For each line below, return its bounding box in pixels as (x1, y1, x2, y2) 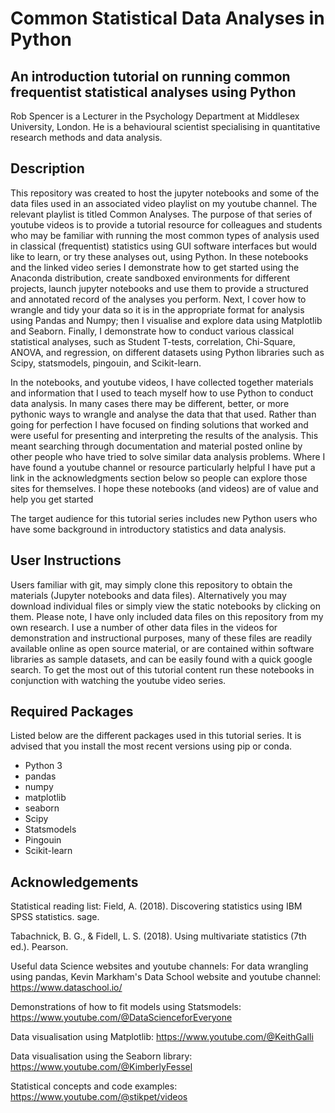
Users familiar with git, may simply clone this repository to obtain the (10, 578, 293, 591)
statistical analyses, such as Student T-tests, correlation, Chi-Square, (10, 335, 296, 347)
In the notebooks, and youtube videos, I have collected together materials (10, 376, 314, 388)
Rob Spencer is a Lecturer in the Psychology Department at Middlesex (10, 110, 300, 122)
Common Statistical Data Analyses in (10, 7, 325, 30)
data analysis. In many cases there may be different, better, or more (10, 397, 290, 409)
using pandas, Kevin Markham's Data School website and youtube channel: (10, 971, 322, 983)
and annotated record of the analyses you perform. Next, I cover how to (10, 293, 307, 305)
